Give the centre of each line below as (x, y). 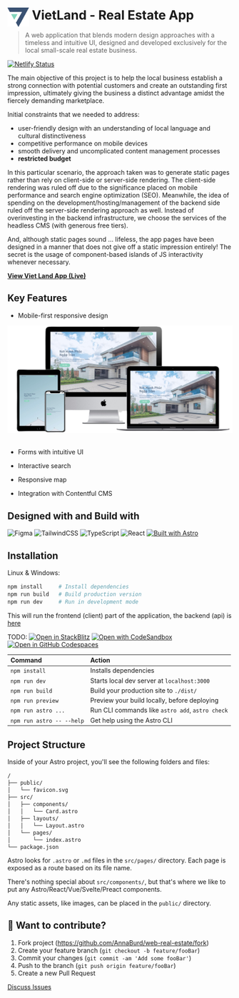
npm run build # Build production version (75, 594)
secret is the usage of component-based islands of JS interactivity (105, 254)
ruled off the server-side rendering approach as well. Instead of (101, 210)
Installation (33, 555)
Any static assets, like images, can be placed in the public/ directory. (110, 903)
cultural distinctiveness (52, 136)
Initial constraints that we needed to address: (73, 114)
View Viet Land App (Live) (47, 275)
